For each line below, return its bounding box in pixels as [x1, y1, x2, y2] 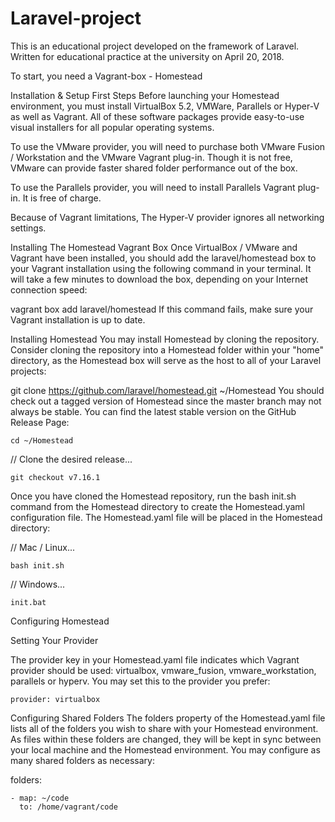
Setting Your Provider [10, 634, 99, 646]
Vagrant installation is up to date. [10, 313, 146, 326]
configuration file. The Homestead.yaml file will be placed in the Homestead [10, 511, 323, 523]
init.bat [10, 597, 47, 607]
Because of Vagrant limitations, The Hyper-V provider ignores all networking [10, 211, 325, 223]
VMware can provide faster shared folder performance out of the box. [10, 162, 298, 174]
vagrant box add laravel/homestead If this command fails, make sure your [10, 303, 314, 315]
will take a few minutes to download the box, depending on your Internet [10, 273, 309, 285]
